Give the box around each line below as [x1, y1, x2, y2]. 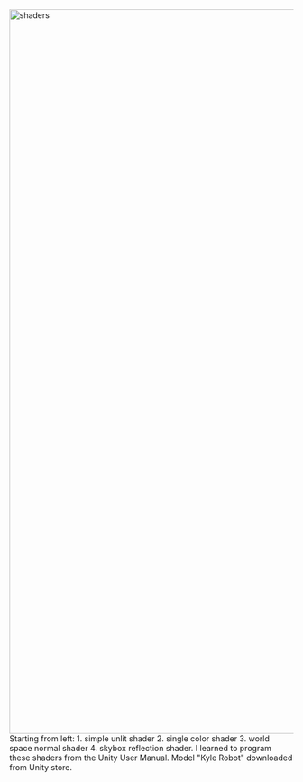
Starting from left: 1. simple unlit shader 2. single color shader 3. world [9, 733, 271, 744]
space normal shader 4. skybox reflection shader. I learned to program [9, 743, 272, 753]
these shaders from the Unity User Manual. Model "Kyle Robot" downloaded [9, 752, 293, 763]
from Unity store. [9, 762, 73, 772]
